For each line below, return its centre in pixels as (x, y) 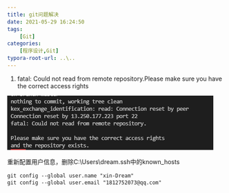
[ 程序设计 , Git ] (39, 51)
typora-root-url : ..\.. (41, 59)
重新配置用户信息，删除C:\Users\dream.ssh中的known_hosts (93, 161)
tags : (15, 29)
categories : (24, 44)
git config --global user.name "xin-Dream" (71, 176)
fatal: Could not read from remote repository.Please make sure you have (120, 79)
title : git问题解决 (33, 14)
